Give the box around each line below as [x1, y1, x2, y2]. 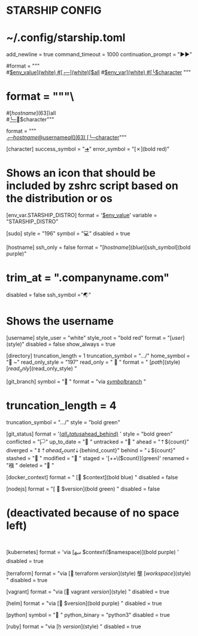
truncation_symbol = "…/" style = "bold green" [6, 418, 121, 425]
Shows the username [6, 315, 114, 328]
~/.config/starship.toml [6, 31, 126, 45]
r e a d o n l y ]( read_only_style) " [8, 364, 77, 373]
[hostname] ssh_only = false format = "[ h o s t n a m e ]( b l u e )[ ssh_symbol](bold [6, 244, 191, 251]
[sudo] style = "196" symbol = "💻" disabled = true [6, 230, 130, 237]
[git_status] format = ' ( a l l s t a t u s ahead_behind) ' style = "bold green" [6, 430, 173, 439]
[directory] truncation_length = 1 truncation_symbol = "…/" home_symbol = [6, 352, 190, 359]
